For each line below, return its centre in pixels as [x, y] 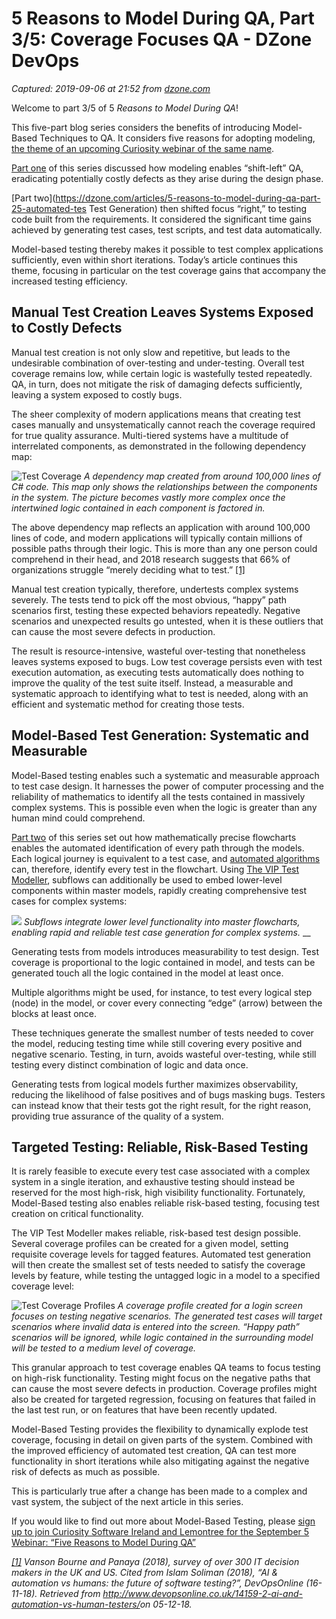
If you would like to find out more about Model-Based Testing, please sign [163, 1521]
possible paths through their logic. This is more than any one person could [164, 548]
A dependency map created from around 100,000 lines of [202, 476]
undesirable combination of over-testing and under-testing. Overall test [158, 363]
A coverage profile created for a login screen [210, 1306]
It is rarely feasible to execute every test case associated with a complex [161, 1171]
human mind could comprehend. [78, 818]
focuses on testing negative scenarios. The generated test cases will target [167, 1316]
